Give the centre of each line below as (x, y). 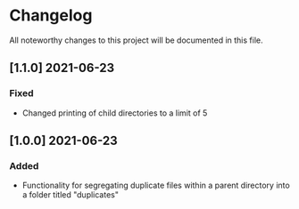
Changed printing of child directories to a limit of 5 (115, 113)
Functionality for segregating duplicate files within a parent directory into (156, 185)
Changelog (51, 16)
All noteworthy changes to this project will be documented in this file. (136, 40)
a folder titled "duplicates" (70, 195)
